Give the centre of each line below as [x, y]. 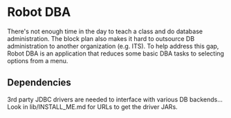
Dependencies [39, 83]
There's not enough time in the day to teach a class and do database [105, 31]
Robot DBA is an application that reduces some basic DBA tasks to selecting [116, 53]
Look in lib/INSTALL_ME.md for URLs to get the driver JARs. [92, 107]
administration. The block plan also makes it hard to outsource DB [101, 38]
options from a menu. [38, 60]
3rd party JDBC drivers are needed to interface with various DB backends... [115, 99]
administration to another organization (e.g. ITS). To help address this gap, [113, 46]
